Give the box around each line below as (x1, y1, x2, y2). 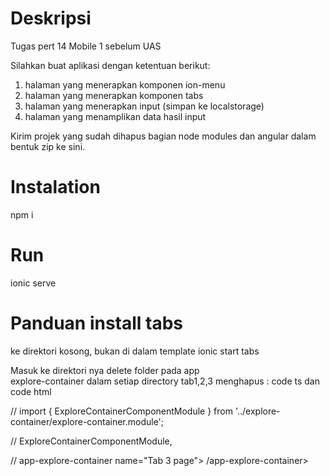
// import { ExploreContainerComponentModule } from (10, 405, 233, 417)
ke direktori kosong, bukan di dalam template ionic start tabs (10, 345, 260, 357)
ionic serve (10, 277, 57, 289)
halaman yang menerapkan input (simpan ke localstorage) (24, 100, 265, 112)
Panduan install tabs (10, 312, 184, 334)
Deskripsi (10, 7, 92, 30)
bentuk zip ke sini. (10, 140, 86, 152)
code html (10, 385, 52, 397)
